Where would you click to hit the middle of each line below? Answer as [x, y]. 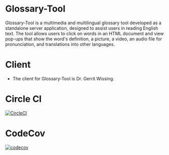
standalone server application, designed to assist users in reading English [82, 28]
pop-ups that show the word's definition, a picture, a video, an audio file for [84, 39]
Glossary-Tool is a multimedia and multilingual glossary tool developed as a [83, 23]
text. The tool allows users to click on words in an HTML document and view [84, 33]
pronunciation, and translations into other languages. [60, 44]
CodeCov [25, 133]
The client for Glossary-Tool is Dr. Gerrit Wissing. [63, 78]
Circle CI [23, 99]
